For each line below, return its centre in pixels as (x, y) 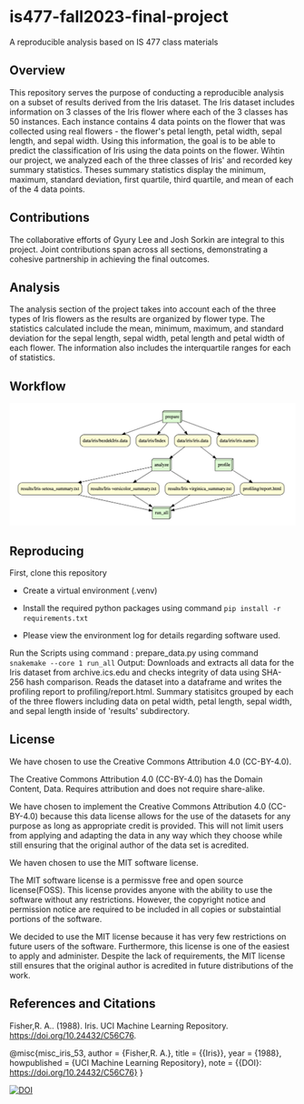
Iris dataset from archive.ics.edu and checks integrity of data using (135, 672)
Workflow (38, 386)
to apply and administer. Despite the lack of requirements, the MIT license (147, 956)
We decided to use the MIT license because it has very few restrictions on (148, 936)
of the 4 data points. (47, 189)
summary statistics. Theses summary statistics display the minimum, (138, 169)
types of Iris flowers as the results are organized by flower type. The (137, 319)
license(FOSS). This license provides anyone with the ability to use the (141, 889)
